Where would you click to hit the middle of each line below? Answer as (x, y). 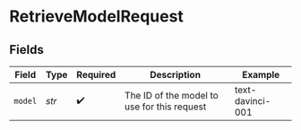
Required (96, 75)
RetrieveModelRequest (96, 17)
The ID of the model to (172, 95)
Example (261, 75)
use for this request (165, 107)
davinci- (253, 101)
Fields (27, 50)
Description (175, 75)
